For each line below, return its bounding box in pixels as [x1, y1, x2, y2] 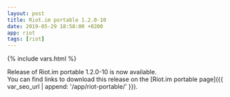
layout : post [7, 10, 45, 17]
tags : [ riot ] [7, 36, 45, 43]
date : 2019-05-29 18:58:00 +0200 [7, 23, 104, 30]
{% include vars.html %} [7, 54, 77, 63]
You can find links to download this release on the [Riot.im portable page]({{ [7, 75, 223, 83]
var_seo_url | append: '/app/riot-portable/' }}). [7, 83, 138, 91]
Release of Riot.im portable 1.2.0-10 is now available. [7, 68, 157, 76]
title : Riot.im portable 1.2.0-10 [7, 17, 107, 23]
